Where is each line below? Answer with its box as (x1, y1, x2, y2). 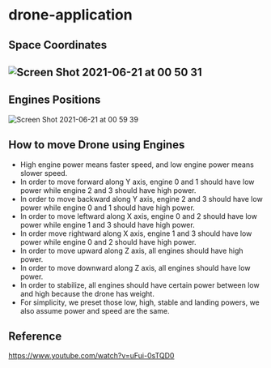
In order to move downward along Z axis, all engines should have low (19, 263, 251, 272)
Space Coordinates (8, 38, 108, 52)
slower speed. (19, 168, 68, 178)
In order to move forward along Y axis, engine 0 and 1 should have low (19, 177, 255, 186)
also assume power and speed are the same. (19, 306, 170, 315)
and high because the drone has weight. (19, 289, 155, 298)
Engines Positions (8, 93, 101, 107)
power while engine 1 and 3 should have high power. (19, 220, 196, 229)
